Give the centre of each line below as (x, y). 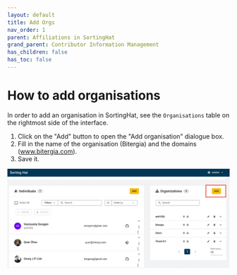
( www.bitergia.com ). (47, 151)
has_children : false (38, 52)
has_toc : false (30, 60)
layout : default (31, 15)
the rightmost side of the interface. (58, 122)
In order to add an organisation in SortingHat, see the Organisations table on (119, 115)
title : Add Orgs (31, 22)
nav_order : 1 (26, 30)
